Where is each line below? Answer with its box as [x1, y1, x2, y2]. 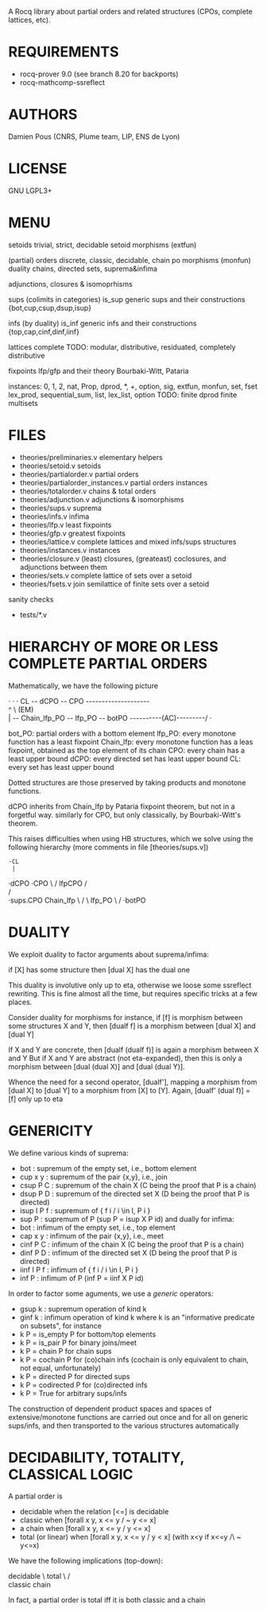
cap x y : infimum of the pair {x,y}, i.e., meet [19, 1231, 164, 1240]
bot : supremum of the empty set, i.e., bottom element [19, 1163, 197, 1173]
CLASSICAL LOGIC [8, 1465, 133, 1483]
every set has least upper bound [8, 762, 114, 771]
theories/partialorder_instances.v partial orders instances [19, 477, 208, 487]
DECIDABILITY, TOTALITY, [8, 1448, 184, 1467]
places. [8, 997, 33, 1007]
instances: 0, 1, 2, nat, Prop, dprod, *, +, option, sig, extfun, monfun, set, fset [8, 381, 258, 391]
